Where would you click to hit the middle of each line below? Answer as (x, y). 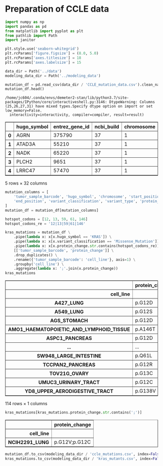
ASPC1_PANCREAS (69, 338)
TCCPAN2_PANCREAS (69, 365)
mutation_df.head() (25, 89)
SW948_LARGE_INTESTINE (69, 356)
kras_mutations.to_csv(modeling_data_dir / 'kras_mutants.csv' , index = (79, 459)
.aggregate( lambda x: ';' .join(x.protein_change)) (66, 269)
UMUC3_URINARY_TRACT (69, 382)
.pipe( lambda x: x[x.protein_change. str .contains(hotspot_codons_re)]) (88, 246)
